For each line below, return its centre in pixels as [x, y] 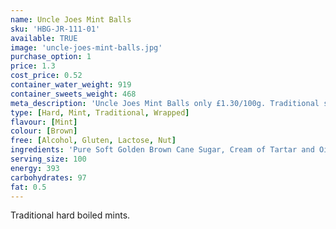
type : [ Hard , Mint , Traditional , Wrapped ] [100, 112]
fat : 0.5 [28, 187]
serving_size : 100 [48, 159]
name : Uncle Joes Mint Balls [71, 19]
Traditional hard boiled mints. [70, 215]
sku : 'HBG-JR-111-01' [55, 29]
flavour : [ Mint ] [44, 122]
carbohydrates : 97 [48, 177]
